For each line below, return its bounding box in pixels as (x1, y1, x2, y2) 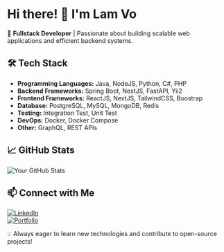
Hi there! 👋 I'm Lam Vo (7, 6, 137, 22)
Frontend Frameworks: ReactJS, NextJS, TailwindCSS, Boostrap (17, 93, 203, 102)
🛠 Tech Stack (7, 57, 68, 69)
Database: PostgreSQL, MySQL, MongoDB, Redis (17, 101, 160, 109)
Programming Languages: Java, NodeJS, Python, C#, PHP (17, 79, 187, 87)
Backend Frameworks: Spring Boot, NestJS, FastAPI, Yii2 (17, 87, 182, 95)
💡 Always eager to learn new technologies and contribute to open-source (7, 230, 217, 238)
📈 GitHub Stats (7, 145, 75, 156)
